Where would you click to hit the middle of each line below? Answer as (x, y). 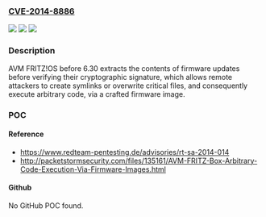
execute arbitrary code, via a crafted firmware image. (97, 94)
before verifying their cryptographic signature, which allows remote (121, 77)
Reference (26, 134)
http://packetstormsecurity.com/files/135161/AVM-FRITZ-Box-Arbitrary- (139, 161)
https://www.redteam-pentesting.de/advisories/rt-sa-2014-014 (125, 152)
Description (32, 51)
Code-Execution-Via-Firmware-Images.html (93, 169)
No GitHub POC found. (46, 205)
